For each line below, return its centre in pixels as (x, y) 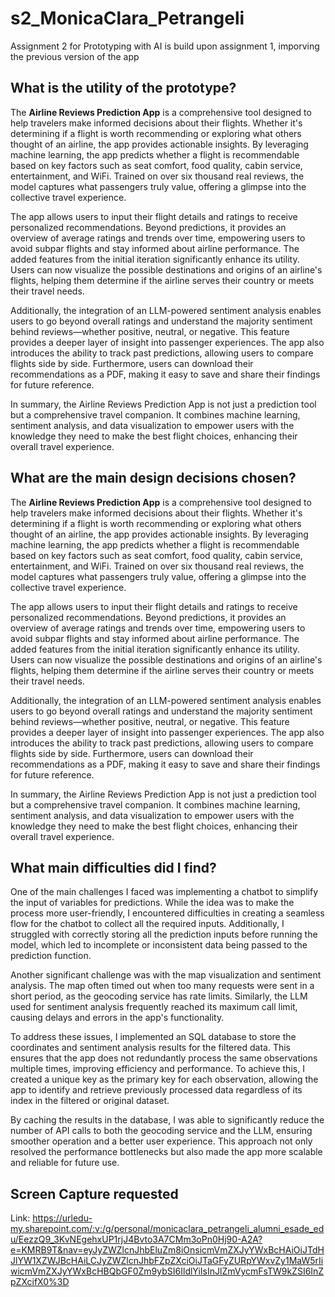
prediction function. (51, 956)
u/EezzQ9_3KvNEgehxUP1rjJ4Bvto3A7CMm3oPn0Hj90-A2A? (136, 1239)
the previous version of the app (75, 56)
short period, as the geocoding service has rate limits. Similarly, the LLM (159, 996)
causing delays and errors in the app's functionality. (117, 1018)
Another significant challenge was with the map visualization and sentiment (166, 975)
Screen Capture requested (94, 1193)
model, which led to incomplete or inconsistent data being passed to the (159, 945)
